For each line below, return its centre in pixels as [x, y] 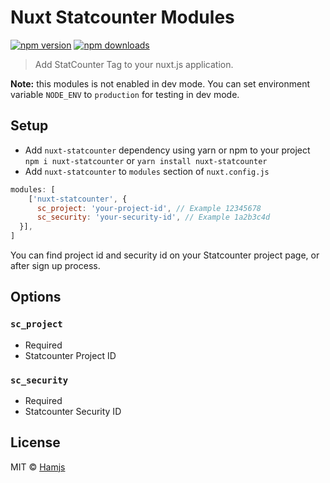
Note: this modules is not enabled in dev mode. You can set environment [160, 83]
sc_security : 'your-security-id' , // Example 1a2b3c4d [153, 217]
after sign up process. [55, 265]
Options [36, 297]
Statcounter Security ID [73, 411]
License [35, 442]
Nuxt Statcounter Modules [122, 17]
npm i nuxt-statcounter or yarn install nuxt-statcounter [146, 160]
